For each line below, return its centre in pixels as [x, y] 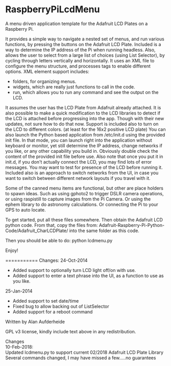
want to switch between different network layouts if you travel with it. [78, 178]
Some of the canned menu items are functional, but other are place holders [84, 188]
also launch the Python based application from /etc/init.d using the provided [85, 134]
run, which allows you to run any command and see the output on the [86, 92]
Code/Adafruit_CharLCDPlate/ [37, 231]
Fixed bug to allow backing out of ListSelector [61, 306]
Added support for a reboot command [53, 312]
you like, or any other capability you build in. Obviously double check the [82, 151]
